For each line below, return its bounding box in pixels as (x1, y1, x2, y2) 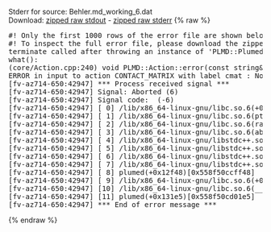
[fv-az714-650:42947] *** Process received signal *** (8, 80, 230, 88)
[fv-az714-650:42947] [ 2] (8, 120, 115, 128)
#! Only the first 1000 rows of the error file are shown (8, 31, 243, 39)
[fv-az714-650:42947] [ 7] (8, 160, 115, 168)
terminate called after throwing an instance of (8, 48, 204, 56)
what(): (8, 56, 39, 64)
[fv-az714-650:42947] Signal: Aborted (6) (8, 88, 179, 96)
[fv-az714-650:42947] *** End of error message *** (8, 201, 218, 209)
